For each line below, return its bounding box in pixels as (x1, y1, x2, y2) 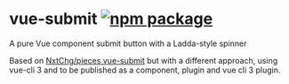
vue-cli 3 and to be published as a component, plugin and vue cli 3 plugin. (9, 65, 281, 75)
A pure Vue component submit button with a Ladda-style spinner (9, 38, 247, 49)
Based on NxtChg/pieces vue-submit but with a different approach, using (9, 55, 278, 65)
